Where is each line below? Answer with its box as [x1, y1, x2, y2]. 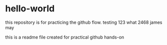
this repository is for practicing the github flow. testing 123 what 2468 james [5, 19, 162, 25]
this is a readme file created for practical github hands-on [5, 34, 124, 40]
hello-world [5, 3, 55, 14]
